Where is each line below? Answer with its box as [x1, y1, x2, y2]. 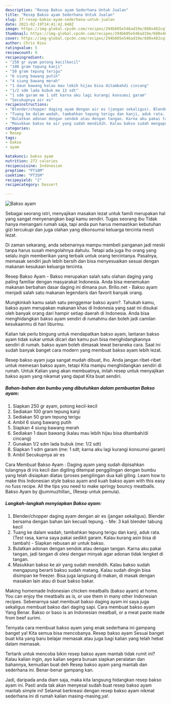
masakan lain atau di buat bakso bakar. [12, 578, 95, 584]
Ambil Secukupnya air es [12, 452, 65, 458]
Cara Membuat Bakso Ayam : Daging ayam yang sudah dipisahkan [5, 461, 145, 468]
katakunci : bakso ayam [5, 154, 53, 159]
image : [5, 26, 19, 32]
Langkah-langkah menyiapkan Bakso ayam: [5, 500, 102, 506]
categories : [5, 126, 31, 131]
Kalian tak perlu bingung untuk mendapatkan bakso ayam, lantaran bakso [5, 331, 159, 337]
